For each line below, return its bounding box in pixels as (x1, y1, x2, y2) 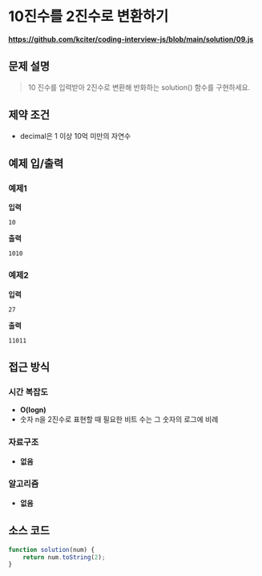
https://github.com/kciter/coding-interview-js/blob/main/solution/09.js (8, 34, 254, 44)
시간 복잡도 (8, 386, 49, 397)
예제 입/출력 (8, 156, 64, 170)
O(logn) (19, 405, 46, 415)
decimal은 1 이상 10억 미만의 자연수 (19, 131, 131, 140)
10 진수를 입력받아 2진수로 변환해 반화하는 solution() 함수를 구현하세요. (27, 82, 251, 92)
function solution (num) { (8, 546, 95, 554)
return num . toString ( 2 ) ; (22, 553, 106, 562)
